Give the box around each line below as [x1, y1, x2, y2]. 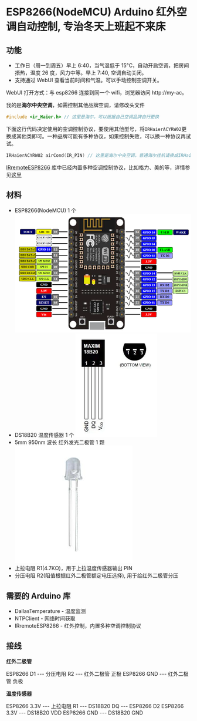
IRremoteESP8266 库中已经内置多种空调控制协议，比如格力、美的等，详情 [6, 164, 186, 171]
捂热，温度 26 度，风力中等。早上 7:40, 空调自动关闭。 [14, 69, 147, 76]
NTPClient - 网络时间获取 [14, 615, 76, 622]
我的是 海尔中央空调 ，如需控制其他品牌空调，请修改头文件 [6, 102, 145, 109]
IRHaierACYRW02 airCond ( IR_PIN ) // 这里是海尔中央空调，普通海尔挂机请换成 [6, 152, 179, 159]
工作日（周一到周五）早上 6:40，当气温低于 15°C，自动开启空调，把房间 [14, 62, 189, 69]
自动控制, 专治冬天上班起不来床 [16, 20, 166, 33]
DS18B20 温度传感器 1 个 [14, 432, 74, 439]
